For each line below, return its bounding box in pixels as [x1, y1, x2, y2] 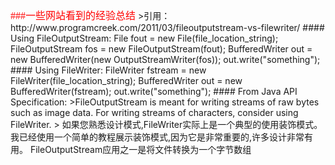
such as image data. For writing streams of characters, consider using [10, 107, 299, 118]
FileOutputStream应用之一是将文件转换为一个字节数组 [29, 144, 252, 155]
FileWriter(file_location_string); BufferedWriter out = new [10, 75, 243, 86]
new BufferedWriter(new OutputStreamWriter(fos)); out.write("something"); [10, 54, 321, 65]
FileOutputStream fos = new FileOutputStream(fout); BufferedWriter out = [10, 43, 313, 55]
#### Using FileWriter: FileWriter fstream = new [10, 64, 207, 76]
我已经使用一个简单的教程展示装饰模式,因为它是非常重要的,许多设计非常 [10, 131, 305, 143]
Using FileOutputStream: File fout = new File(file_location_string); [10, 32, 279, 44]
